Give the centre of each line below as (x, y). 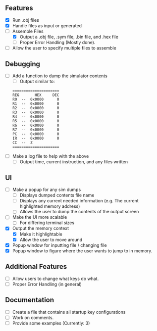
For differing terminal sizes (47, 223)
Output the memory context (41, 228)
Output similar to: (37, 82)
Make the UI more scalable (40, 217)
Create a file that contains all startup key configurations (69, 312)
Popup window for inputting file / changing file (60, 245)
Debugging (23, 64)
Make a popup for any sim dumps (47, 189)
